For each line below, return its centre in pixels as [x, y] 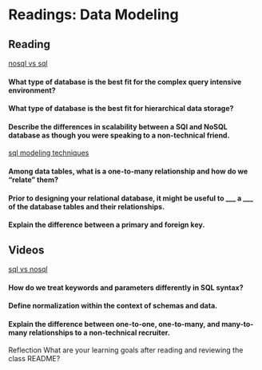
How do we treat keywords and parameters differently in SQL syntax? [126, 287]
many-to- [237, 324]
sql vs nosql [28, 269]
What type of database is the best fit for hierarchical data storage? [121, 109]
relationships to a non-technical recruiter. [99, 332]
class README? [34, 359]
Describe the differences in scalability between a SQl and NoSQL [118, 126]
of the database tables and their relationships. [87, 206]
